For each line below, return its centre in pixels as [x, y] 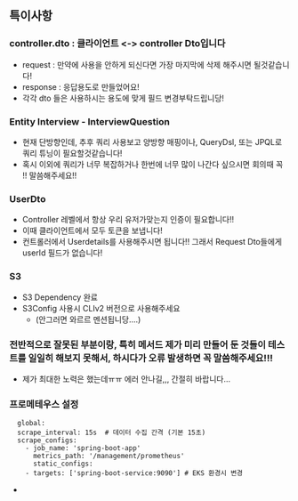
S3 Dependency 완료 [60, 297]
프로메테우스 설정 [44, 404]
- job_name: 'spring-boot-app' [83, 448]
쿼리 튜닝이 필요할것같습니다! [72, 153]
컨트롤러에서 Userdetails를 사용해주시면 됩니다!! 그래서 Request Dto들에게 [152, 242]
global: [32, 424]
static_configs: [63, 464]
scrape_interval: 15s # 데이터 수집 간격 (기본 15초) [112, 433]
